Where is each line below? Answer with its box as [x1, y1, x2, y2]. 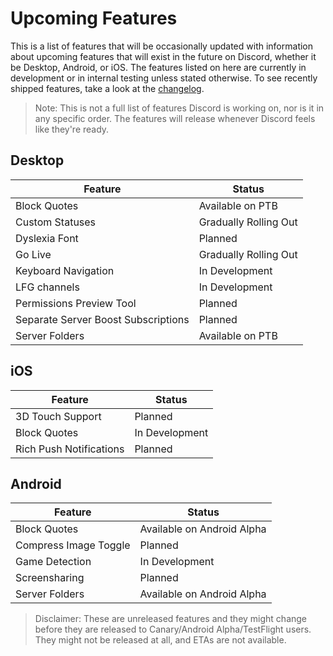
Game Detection [15, 555, 92, 569]
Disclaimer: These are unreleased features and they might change [34, 613, 308, 625]
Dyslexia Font [15, 231, 79, 245]
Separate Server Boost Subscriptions [15, 312, 190, 326]
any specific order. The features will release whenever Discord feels [34, 112, 316, 124]
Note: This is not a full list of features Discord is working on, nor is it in [34, 102, 325, 114]
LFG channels [15, 280, 80, 294]
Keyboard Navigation [15, 263, 115, 277]
